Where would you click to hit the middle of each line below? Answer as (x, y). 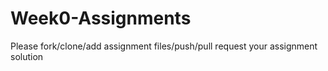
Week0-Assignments (101, 18)
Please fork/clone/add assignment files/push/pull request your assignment (164, 46)
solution (27, 56)
